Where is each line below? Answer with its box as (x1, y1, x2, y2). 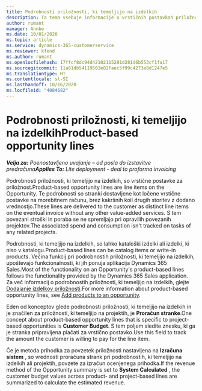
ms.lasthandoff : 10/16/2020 (6, 82, 77, 88)
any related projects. (6, 228, 57, 235)
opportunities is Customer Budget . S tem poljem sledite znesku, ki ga (23, 322, 195, 329)
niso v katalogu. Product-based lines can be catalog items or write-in (6, 246, 176, 253)
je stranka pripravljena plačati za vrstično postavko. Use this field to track (6, 328, 187, 335)
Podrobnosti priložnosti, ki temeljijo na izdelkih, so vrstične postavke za (6, 177, 183, 184)
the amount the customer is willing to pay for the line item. (6, 335, 150, 342)
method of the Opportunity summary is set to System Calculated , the (6, 366, 180, 373)
